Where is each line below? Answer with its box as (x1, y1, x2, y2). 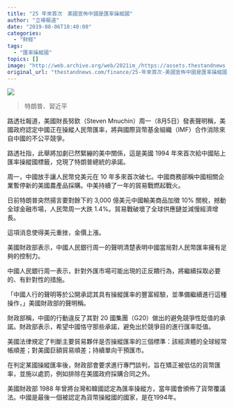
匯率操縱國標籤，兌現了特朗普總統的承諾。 (7, 158, 130, 166)
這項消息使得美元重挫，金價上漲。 (7, 228, 105, 236)
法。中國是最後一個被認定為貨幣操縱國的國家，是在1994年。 (7, 393, 180, 401)
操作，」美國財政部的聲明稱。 (7, 299, 90, 307)
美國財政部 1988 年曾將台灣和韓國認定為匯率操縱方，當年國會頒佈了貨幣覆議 (7, 384, 226, 393)
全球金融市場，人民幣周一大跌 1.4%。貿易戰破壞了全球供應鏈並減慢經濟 (7, 204, 212, 213)
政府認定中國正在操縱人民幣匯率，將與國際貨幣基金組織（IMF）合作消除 (13, 125, 219, 133)
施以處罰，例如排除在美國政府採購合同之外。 (25, 369, 154, 377)
